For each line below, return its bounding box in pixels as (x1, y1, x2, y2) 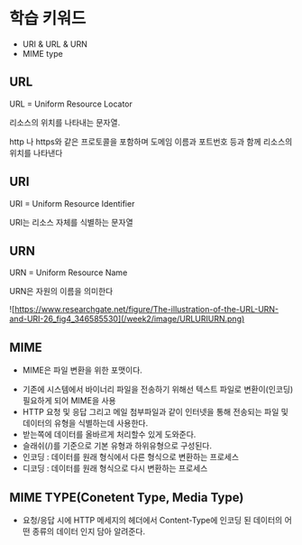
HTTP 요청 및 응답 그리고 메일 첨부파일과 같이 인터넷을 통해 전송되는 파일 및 (22, 407, 288, 418)
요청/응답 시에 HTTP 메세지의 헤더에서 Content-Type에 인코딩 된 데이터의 (22, 515, 283, 525)
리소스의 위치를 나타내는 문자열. (9, 116, 121, 127)
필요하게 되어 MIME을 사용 (22, 395, 116, 406)
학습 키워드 (9, 8, 87, 29)
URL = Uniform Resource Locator (9, 98, 133, 109)
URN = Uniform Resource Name (9, 267, 128, 278)
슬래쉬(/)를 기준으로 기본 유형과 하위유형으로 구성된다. (22, 440, 213, 451)
